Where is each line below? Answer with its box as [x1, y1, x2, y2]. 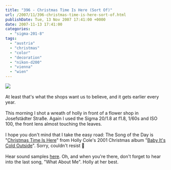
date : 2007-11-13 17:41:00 [5, 21, 63, 27]
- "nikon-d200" [10, 60, 42, 65]
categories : [5, 27, 31, 32]
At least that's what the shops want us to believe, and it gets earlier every [5, 94, 159, 100]
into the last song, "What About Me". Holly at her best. [5, 159, 119, 165]
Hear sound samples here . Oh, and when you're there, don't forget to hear [5, 154, 161, 159]
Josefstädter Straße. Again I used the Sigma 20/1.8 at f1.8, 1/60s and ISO [5, 115, 158, 122]
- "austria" [10, 41, 36, 46]
